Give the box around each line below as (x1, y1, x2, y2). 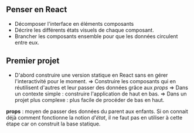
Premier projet (6, 56, 60, 66)
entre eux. (14, 39, 40, 46)
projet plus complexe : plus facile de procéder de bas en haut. (14, 96, 165, 103)
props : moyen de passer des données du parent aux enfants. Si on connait (6, 108, 189, 115)
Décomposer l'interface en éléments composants (14, 20, 134, 27)
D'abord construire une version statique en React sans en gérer (14, 71, 168, 79)
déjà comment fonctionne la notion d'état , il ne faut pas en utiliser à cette (6, 114, 183, 121)
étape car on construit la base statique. (6, 120, 101, 127)
